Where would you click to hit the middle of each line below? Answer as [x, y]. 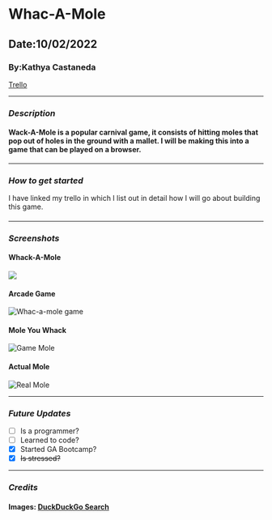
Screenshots [34, 238]
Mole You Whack [38, 330]
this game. [26, 207]
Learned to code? [49, 440]
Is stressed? [40, 458]
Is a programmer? [49, 431]
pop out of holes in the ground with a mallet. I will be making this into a [129, 141]
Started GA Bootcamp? [58, 450]
